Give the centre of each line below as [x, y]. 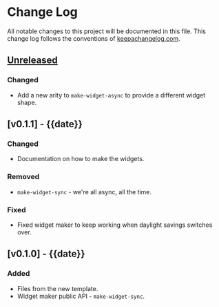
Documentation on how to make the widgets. [81, 159]
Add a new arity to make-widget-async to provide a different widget [111, 95]
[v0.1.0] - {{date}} [46, 254]
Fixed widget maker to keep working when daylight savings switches [115, 225]
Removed [23, 177]
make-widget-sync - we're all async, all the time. [84, 192]
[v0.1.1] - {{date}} [45, 124]
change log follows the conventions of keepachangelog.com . [94, 38]
